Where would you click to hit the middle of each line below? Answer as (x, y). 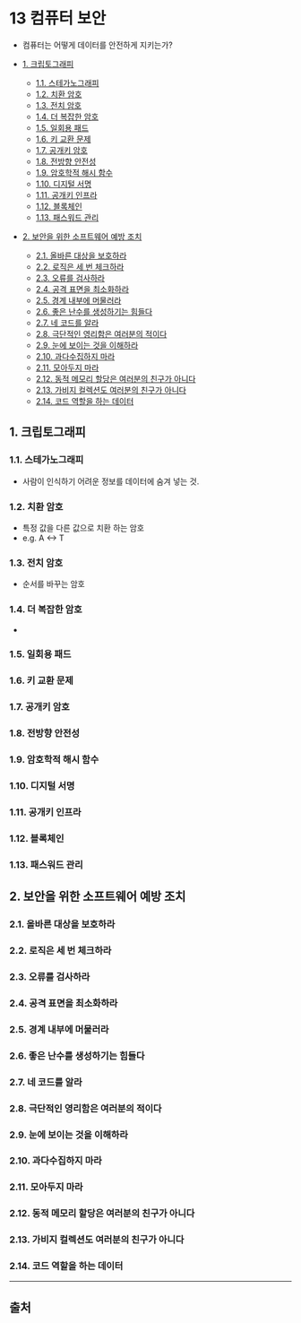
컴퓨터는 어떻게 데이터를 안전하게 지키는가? (97, 45)
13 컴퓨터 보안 (58, 18)
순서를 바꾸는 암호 (53, 584)
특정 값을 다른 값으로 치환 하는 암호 (83, 527)
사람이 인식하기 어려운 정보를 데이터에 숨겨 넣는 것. (111, 481)
